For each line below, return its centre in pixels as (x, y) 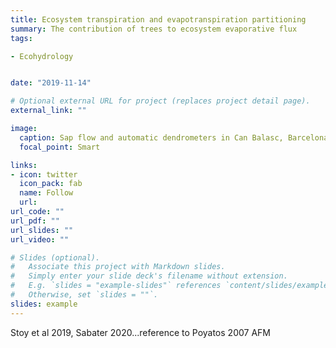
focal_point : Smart (60, 147)
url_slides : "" (42, 230)
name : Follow (46, 193)
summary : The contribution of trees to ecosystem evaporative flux (154, 29)
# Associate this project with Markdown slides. (118, 267)
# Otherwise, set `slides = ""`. (84, 295)
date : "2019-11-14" (51, 83)
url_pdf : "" (35, 221)
